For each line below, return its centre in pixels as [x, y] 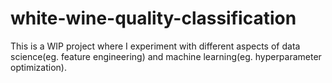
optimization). [38, 67]
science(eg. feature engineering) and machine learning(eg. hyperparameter [166, 56]
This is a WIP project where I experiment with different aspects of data [155, 46]
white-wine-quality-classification [153, 18]
